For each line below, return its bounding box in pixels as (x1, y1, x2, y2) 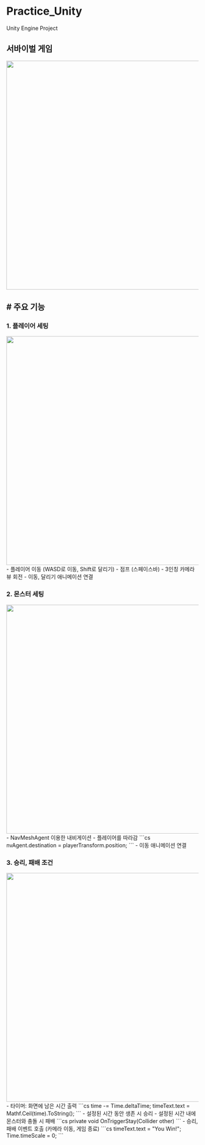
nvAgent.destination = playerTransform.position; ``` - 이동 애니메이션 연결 (6, 841, 187, 849)
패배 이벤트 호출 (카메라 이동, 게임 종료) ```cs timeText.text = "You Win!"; (6, 1125, 182, 1133)
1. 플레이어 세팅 (6, 322, 49, 330)
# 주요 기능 (6, 302, 45, 312)
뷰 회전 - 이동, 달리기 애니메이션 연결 (6, 573, 93, 580)
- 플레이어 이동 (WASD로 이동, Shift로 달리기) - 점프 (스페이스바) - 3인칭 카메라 (6, 566, 195, 573)
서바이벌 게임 (6, 44, 53, 54)
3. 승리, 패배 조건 (6, 858, 54, 867)
